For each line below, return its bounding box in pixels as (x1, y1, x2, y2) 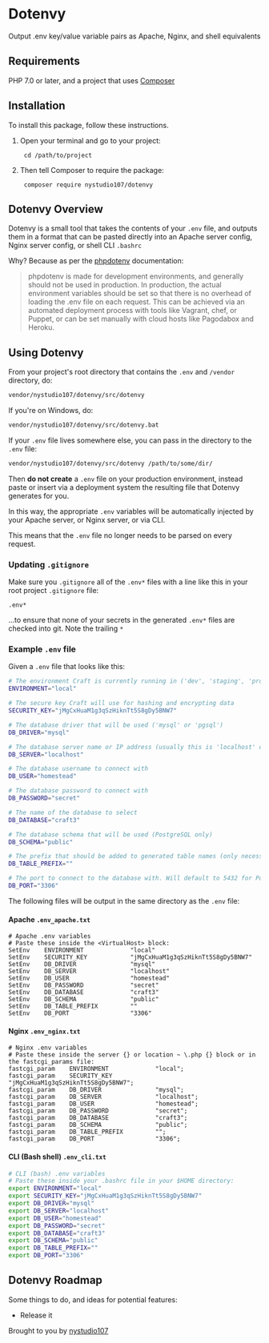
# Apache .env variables (8, 932, 91, 940)
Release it (19, 1310, 53, 1320)
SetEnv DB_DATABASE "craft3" (8, 988, 159, 996)
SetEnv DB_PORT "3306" (8, 1009, 152, 1017)
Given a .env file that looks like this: (8, 662, 126, 671)
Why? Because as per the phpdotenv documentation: (8, 256, 184, 266)
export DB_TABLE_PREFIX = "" (8, 1244, 98, 1253)
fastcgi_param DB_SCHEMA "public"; (8, 1121, 188, 1129)
